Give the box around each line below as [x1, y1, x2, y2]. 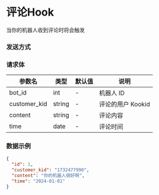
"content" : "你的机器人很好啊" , [11, 173, 85, 179]
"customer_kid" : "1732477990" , [11, 167, 90, 173]
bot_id [9, 89, 27, 97]
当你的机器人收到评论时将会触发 [6, 26, 85, 33]
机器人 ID [99, 89, 125, 97]
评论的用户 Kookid [99, 100, 151, 108]
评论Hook [6, 5, 54, 19]
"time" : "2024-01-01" [11, 178, 66, 184]
